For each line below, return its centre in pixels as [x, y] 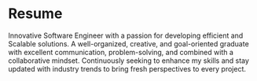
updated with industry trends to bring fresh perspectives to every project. [127, 68]
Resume [35, 14]
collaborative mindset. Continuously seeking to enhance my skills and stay [129, 61]
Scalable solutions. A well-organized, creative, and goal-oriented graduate [128, 43]
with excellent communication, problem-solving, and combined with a [121, 52]
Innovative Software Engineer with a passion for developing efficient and [126, 35]
